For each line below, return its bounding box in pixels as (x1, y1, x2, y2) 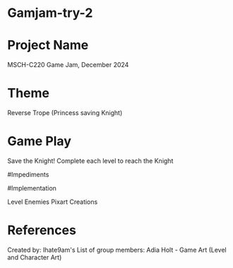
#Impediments (7, 171, 49, 178)
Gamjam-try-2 (7, 5, 93, 21)
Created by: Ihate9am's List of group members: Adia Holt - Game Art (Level (7, 245, 227, 254)
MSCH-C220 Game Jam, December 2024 (7, 61, 129, 69)
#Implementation (7, 184, 56, 192)
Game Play (7, 133, 72, 150)
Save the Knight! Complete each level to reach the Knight (7, 157, 174, 165)
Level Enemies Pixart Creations (7, 197, 98, 206)
